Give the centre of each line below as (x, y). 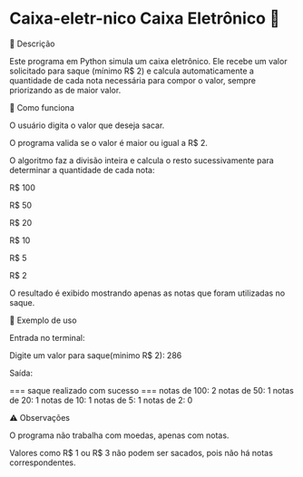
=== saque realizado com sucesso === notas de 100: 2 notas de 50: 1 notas (152, 390)
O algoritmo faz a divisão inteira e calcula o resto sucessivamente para (142, 160)
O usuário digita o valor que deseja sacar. (87, 125)
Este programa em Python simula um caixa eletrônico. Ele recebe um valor (148, 61)
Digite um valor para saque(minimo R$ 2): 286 (96, 355)
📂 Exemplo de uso (43, 320)
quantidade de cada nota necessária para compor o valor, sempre (133, 80)
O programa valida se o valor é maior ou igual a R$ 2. (109, 142)
